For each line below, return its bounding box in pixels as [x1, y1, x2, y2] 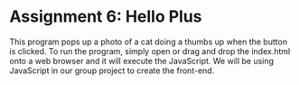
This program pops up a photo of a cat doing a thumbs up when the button [9, 36, 287, 47]
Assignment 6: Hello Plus [9, 6, 202, 27]
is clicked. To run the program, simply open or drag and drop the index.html [9, 45, 291, 56]
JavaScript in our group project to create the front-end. [9, 65, 215, 76]
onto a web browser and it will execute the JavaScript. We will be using [9, 55, 274, 66]
